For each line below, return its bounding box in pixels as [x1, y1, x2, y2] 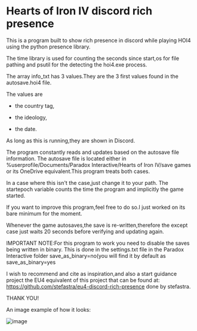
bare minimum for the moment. [6, 209, 82, 217]
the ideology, [14, 114, 47, 121]
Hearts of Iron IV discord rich [6, 4, 153, 18]
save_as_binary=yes [6, 259, 56, 266]
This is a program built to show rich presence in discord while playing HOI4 [6, 37, 191, 44]
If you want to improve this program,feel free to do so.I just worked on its [6, 204, 186, 211]
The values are [6, 90, 43, 98]
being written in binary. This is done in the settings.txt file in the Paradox [6, 245, 184, 253]
